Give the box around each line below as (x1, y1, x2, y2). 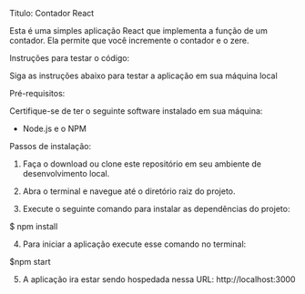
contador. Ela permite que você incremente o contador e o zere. (9, 35, 249, 46)
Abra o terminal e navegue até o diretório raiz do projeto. (22, 186, 236, 197)
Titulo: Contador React (9, 8, 95, 18)
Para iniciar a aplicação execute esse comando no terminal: (22, 238, 247, 249)
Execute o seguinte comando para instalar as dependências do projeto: (22, 204, 290, 214)
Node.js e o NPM (22, 123, 86, 134)
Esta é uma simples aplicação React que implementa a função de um (9, 25, 269, 35)
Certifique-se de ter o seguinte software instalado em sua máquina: (9, 106, 263, 117)
